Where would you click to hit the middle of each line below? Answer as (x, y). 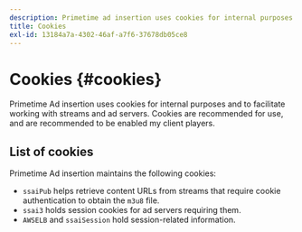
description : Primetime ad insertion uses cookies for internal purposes (151, 18)
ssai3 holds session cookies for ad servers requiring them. (132, 210)
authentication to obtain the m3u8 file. (91, 200)
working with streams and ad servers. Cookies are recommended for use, (146, 114)
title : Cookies (38, 26)
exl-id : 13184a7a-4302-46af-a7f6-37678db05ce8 (99, 34)
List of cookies (52, 151)
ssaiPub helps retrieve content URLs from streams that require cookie (151, 191)
